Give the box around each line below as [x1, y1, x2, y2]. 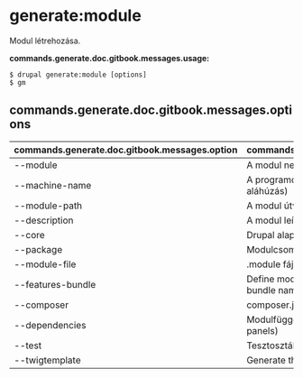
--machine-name [14, 179, 92, 191]
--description [14, 214, 74, 226]
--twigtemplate [14, 354, 81, 366]
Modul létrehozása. [9, 35, 81, 46]
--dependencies [14, 318, 87, 331]
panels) [246, 324, 279, 337]
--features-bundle [14, 278, 96, 290]
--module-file [14, 258, 77, 271]
